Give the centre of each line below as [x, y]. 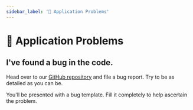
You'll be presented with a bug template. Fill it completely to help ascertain [97, 95]
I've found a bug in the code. [60, 63]
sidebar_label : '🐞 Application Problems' [58, 12]
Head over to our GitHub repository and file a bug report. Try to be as [90, 77]
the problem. [22, 101]
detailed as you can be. [35, 83]
